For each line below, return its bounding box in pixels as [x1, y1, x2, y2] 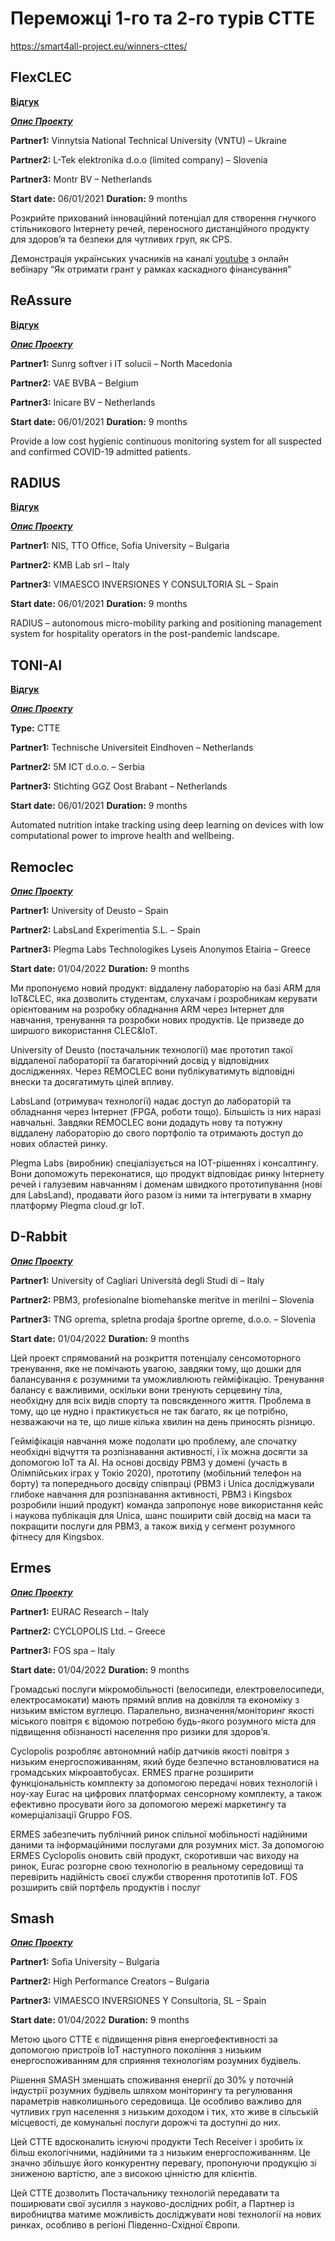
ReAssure [10, 292, 72, 309]
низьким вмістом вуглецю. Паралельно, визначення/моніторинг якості [10, 1704, 315, 1716]
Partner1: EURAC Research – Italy [10, 1605, 150, 1617]
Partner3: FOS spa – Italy [10, 1644, 116, 1656]
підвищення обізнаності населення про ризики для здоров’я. [10, 1725, 271, 1737]
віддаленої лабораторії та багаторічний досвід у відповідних [10, 1055, 270, 1066]
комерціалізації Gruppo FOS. [10, 1808, 133, 1821]
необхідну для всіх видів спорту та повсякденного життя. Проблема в [10, 1394, 312, 1406]
